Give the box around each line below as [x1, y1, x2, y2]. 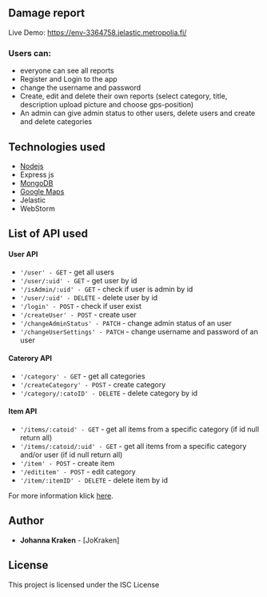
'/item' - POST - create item [19, 458, 115, 467]
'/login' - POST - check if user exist [19, 301, 141, 311]
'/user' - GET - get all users [19, 267, 114, 277]
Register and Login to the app [19, 74, 118, 84]
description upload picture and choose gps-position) [19, 100, 194, 110]
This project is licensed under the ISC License [8, 579, 160, 589]
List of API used [8, 227, 88, 241]
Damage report [8, 6, 86, 20]
